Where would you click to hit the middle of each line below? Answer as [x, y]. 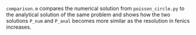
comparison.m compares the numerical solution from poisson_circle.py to [95, 8]
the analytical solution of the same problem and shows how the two [88, 15]
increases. [19, 27]
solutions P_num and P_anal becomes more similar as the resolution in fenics [98, 21]
